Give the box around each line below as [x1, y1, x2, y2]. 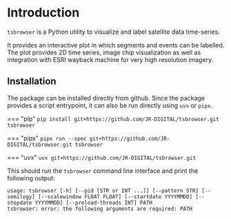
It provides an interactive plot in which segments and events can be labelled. [7, 41, 225, 49]
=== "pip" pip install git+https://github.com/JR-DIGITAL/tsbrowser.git [7, 114, 219, 123]
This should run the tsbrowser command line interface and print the [7, 167, 199, 175]
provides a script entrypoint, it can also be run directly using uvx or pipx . [7, 101, 212, 109]
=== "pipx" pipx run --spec [7, 134, 87, 142]
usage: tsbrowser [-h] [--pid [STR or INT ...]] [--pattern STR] [7, 187, 199, 194]
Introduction [7, 5, 80, 21]
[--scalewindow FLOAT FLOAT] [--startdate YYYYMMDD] [37, 193, 193, 200]
